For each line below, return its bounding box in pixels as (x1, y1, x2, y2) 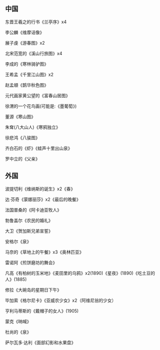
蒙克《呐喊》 (5, 318, 31, 324)
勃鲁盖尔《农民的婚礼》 (5, 217, 53, 223)
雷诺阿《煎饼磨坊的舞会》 (5, 259, 57, 265)
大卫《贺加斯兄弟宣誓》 (5, 228, 53, 234)
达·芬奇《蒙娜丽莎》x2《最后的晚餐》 (5, 196, 81, 202)
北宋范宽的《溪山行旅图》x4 (5, 50, 63, 56)
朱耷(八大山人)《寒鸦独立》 (5, 124, 61, 130)
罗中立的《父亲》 (5, 156, 40, 162)
